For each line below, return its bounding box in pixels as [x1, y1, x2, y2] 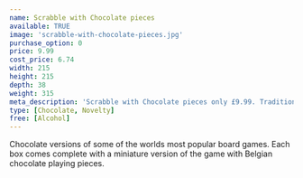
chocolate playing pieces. [9, 158, 106, 169]
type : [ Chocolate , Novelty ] [9, 106, 115, 115]
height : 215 [9, 72, 54, 81]
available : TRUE [9, 22, 70, 31]
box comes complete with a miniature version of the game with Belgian [9, 148, 273, 159]
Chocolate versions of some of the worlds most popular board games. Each [9, 139, 290, 150]
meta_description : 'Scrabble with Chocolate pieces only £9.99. [9, 97, 256, 107]
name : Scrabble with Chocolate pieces [9, 13, 155, 23]
